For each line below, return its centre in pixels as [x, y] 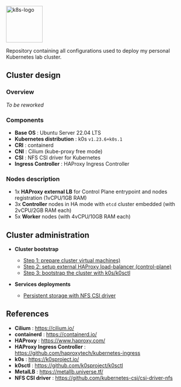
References [27, 314]
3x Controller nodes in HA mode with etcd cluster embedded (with [95, 204]
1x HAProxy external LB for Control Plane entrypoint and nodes [91, 192]
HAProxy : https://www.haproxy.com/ [60, 340]
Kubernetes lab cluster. [34, 57]
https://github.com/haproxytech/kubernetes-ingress [77, 353]
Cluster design [34, 75]
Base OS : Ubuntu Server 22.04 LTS [58, 132]
